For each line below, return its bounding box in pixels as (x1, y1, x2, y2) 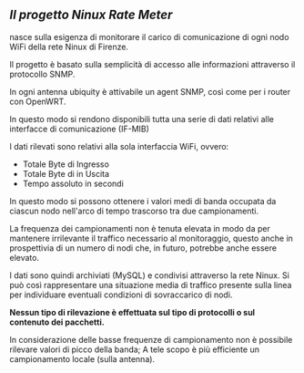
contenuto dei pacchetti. (9, 316, 105, 327)
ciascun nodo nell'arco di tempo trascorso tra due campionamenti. (9, 205, 259, 216)
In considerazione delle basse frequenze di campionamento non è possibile (9, 334, 293, 345)
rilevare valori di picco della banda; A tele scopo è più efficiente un (9, 344, 259, 355)
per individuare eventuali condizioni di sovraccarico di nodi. (9, 289, 233, 300)
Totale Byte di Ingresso (22, 159, 109, 170)
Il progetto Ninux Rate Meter (9, 7, 173, 23)
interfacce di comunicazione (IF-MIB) (9, 123, 150, 134)
